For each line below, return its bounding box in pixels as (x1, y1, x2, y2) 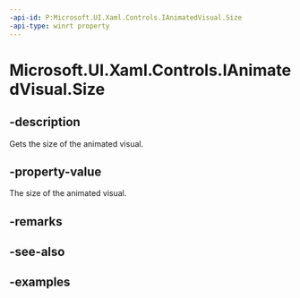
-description (9, 115, 81, 130)
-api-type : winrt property (9, 21, 110, 30)
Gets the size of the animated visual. (9, 138, 144, 149)
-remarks (9, 214, 63, 229)
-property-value (9, 164, 102, 179)
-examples (9, 275, 71, 290)
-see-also (9, 244, 65, 260)
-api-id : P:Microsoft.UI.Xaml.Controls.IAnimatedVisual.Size (9, 13, 243, 22)
